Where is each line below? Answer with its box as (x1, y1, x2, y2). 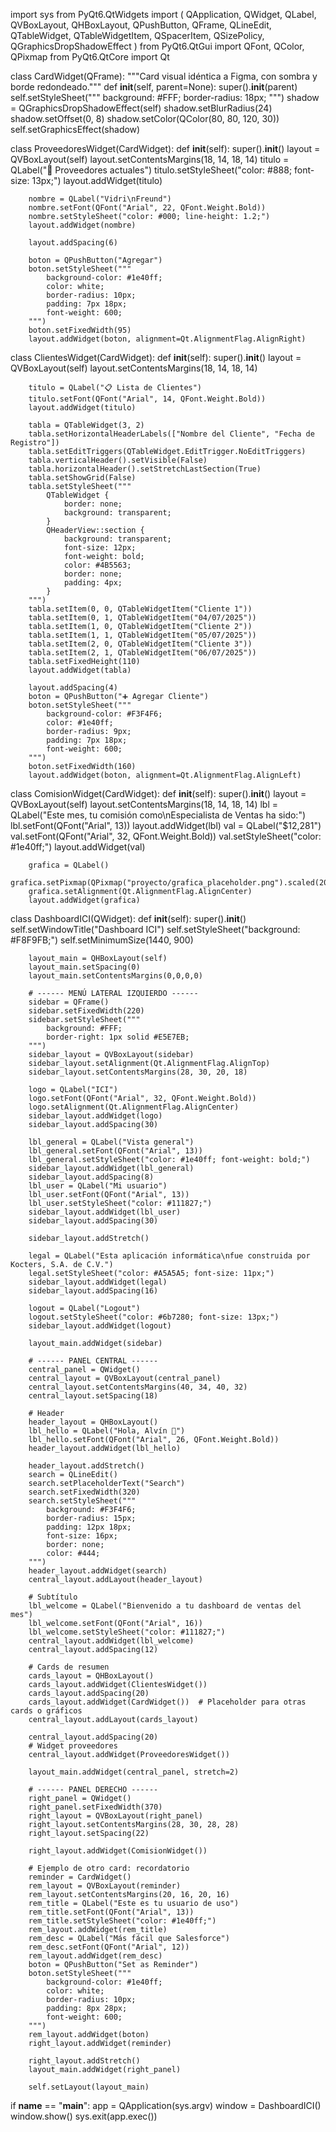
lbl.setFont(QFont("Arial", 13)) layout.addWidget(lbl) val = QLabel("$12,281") (10, 820, 322, 831)
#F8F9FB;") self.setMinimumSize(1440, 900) (10, 934, 194, 946)
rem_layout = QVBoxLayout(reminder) (28, 1881, 182, 1891)
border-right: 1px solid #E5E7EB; (46, 1032, 190, 1042)
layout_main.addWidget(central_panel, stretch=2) (28, 1767, 240, 1777)
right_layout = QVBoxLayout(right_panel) (28, 1811, 203, 1821)
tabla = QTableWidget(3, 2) (28, 420, 145, 430)
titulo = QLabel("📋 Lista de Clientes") (28, 383, 203, 393)
